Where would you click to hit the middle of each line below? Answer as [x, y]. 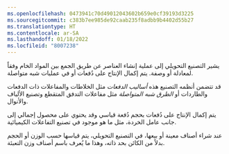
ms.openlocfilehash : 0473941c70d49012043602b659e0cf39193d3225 [101, 14]
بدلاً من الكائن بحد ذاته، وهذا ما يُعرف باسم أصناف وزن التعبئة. [86, 143]
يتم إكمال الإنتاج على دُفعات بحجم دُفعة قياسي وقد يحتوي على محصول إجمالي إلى [112, 114]
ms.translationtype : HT [42, 26]
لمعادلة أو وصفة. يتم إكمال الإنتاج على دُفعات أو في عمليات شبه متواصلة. [100, 73]
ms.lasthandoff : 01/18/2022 [48, 40]
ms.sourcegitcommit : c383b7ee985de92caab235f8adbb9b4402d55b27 [101, 20]
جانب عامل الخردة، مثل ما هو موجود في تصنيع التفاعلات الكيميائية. [92, 122]
